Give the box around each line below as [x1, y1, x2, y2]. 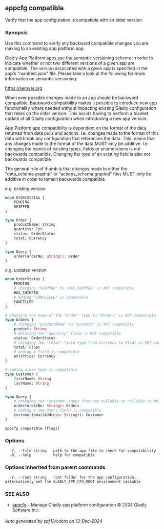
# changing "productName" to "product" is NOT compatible [14, 322, 134, 327]
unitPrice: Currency [14, 354, 56, 359]
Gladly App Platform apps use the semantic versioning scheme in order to [5, 55, 154, 61]
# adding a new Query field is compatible [14, 408, 102, 413]
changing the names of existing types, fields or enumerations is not [5, 146, 141, 152]
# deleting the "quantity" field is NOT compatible [14, 331, 121, 336]
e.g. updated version [5, 267, 47, 273]
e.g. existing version [5, 186, 46, 192]
